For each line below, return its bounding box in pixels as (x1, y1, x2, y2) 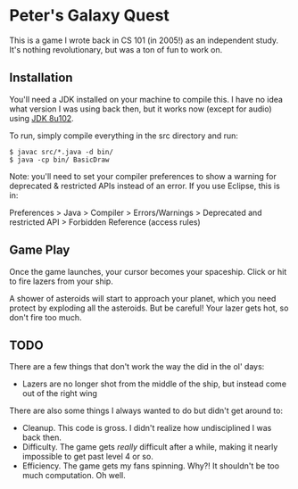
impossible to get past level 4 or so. (21, 452, 153, 462)
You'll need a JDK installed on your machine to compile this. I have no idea (9, 94, 284, 104)
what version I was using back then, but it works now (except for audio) (9, 104, 272, 114)
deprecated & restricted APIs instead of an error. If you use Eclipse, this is (9, 180, 281, 191)
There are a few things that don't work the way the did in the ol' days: (9, 361, 265, 372)
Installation (9, 70, 73, 86)
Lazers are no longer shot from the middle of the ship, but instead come (21, 378, 287, 389)
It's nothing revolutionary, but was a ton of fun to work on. (9, 44, 223, 54)
